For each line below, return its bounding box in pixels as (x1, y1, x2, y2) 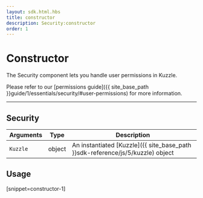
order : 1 (6, 25, 28, 32)
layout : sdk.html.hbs (6, 8, 61, 15)
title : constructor (6, 14, 56, 21)
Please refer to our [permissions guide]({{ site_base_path (6, 83, 149, 91)
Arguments (9, 131, 42, 139)
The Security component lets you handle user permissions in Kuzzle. (6, 72, 178, 79)
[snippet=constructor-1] (6, 185, 66, 192)
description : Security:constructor (6, 20, 96, 26)
